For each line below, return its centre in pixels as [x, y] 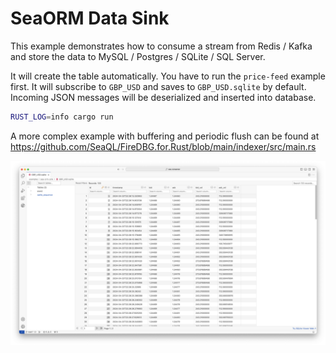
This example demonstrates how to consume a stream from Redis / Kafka [161, 46]
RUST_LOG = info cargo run [62, 117]
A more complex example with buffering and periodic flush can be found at [165, 136]
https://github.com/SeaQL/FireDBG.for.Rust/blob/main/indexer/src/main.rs [163, 146]
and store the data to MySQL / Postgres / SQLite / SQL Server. [138, 56]
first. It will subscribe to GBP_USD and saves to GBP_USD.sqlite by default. [158, 86]
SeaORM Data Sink [90, 18]
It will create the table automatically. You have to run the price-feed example [168, 76]
